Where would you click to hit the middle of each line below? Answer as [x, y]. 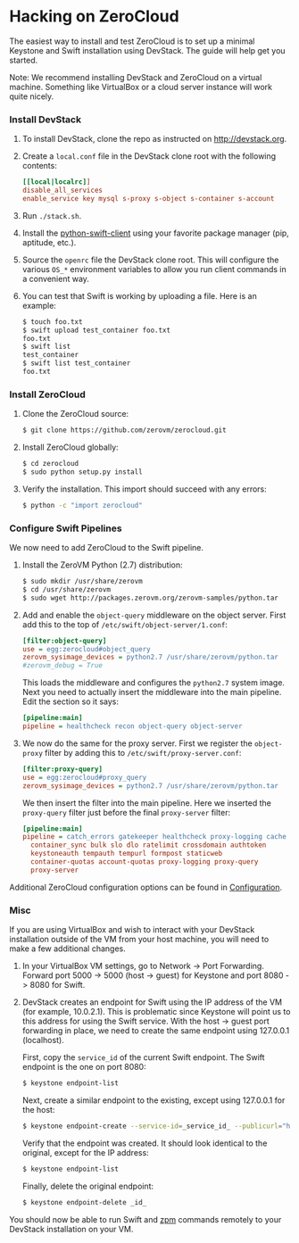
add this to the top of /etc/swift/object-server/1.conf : [125, 624]
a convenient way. [55, 278]
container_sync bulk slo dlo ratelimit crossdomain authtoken [149, 845]
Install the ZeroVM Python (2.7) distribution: [102, 565]
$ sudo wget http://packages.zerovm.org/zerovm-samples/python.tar [150, 598]
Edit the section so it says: [70, 701]
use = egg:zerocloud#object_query [86, 649]
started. [24, 60]
